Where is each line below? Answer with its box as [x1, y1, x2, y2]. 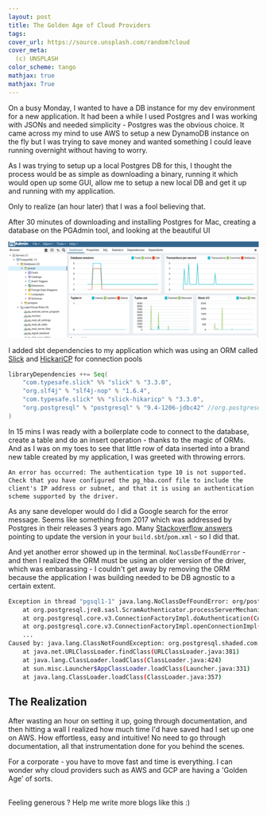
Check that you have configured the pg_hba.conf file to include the [8, 476, 244, 484]
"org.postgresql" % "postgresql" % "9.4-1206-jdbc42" [22, 404, 204, 412]
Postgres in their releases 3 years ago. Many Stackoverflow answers [8, 523, 233, 533]
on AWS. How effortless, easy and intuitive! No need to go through [8, 733, 226, 743]
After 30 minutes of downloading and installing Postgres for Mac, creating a [8, 217, 257, 226]
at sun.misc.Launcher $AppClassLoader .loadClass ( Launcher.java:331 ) [22, 664, 250, 672]
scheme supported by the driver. [8, 492, 119, 500]
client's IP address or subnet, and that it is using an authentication [8, 484, 254, 492]
